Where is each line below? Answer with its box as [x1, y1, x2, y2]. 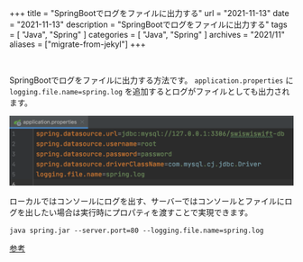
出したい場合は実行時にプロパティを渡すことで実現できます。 [24, 207, 253, 218]
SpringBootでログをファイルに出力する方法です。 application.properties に [9, 75, 294, 86]
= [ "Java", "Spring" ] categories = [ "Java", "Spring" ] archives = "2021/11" [9, 30, 286, 40]
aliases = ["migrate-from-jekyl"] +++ [9, 39, 146, 50]
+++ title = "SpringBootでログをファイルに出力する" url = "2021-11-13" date [9, 8, 290, 18]
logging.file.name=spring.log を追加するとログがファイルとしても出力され [9, 86, 290, 96]
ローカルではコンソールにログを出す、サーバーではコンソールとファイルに [9, 196, 285, 207]
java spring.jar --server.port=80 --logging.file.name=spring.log [9, 226, 264, 236]
